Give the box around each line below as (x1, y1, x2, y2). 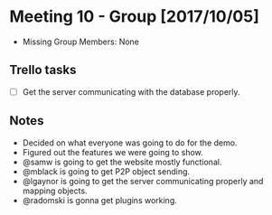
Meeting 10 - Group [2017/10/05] (9, 6, 259, 27)
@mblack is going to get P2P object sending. (22, 165, 191, 177)
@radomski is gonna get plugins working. (22, 194, 178, 205)
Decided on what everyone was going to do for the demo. (22, 137, 238, 148)
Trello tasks (9, 62, 77, 78)
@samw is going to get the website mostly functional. (22, 156, 222, 167)
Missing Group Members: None (22, 36, 140, 47)
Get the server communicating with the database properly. (22, 86, 241, 97)
